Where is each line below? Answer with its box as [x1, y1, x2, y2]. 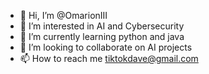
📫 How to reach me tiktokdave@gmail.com [19, 53, 199, 64]
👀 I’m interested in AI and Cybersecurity [19, 20, 185, 32]
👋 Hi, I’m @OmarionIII [19, 10, 108, 21]
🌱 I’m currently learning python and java [19, 31, 185, 42]
